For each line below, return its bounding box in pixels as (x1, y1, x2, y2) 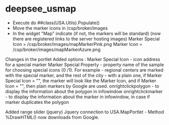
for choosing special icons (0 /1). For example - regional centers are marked (5, 67, 163, 73)
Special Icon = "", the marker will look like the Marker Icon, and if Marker (5, 78, 156, 84)
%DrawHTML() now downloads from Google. (5, 114, 100, 120)
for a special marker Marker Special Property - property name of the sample (5, 61, 164, 68)
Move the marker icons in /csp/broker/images (12, 25, 108, 31)
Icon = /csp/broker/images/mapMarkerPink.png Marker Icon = (12, 41, 143, 47)
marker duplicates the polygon (5, 99, 69, 105)
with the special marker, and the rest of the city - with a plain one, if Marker (5, 72, 162, 78)
